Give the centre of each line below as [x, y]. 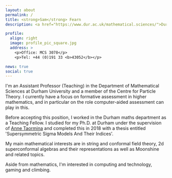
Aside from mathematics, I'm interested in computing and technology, [79, 165]
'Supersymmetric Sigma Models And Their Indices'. [59, 134]
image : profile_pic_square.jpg [43, 43]
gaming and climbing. [28, 170]
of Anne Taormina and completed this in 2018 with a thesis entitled [76, 128]
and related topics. [25, 154]
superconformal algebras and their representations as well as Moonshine [82, 149]
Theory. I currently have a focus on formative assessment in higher [76, 97]
